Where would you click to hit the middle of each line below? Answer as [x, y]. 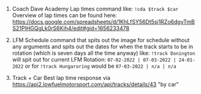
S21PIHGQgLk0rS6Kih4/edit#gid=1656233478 [71, 28]
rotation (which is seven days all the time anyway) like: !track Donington [104, 53]
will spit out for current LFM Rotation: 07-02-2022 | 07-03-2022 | [94, 60]
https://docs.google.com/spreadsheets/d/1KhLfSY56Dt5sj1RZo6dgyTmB [103, 22]
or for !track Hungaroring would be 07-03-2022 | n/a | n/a [100, 66]
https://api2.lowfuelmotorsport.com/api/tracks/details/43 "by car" [95, 84]
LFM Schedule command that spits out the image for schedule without [101, 40]
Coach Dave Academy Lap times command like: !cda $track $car [95, 9]
